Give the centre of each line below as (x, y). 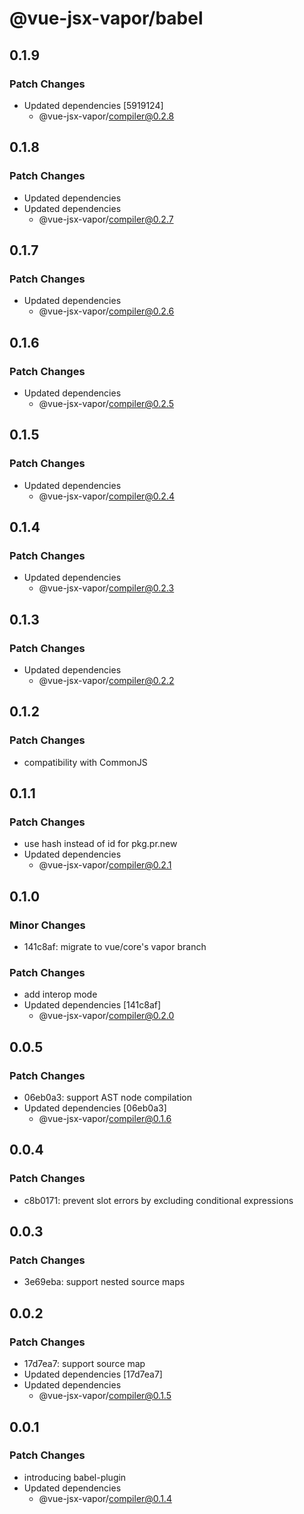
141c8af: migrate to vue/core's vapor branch (115, 947)
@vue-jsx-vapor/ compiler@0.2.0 (106, 1016)
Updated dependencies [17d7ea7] (93, 1374)
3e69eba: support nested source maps (104, 1282)
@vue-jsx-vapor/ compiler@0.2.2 (106, 680)
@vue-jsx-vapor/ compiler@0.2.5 (106, 403)
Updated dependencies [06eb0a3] (95, 1108)
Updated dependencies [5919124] (93, 105)
